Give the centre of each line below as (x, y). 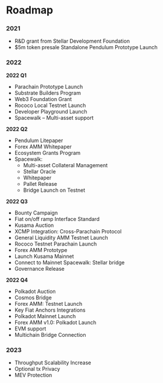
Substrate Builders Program (48, 93)
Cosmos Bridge (33, 297)
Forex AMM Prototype (41, 250)
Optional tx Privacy (37, 369)
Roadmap (30, 10)
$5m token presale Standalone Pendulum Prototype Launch (86, 47)
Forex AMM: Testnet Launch (48, 303)
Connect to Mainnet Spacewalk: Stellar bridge (70, 262)
